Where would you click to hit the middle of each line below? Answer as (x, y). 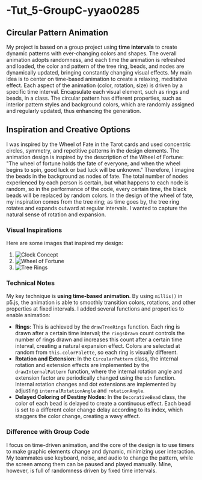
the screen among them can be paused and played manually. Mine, (89, 464)
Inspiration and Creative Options (68, 130)
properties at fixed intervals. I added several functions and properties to (95, 309)
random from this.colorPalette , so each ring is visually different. (96, 353)
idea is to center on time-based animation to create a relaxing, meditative (97, 79)
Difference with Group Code (48, 432)
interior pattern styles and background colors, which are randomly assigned (100, 105)
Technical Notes (31, 283)
